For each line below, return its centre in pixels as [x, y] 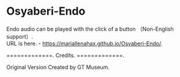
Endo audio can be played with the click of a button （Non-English [90, 29]
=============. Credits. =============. [66, 55]
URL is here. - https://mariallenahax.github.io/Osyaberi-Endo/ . [84, 43]
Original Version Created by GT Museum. [58, 67]
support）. [20, 36]
